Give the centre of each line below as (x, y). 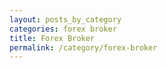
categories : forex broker (63, 29)
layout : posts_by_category (65, 19)
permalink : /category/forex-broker (83, 47)
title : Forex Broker (52, 38)
